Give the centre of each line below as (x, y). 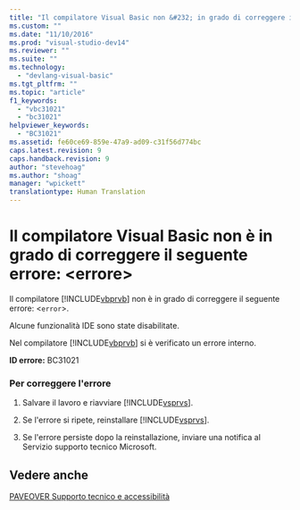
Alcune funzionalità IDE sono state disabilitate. (95, 325)
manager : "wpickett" (48, 184)
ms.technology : (37, 68)
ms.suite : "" (33, 59)
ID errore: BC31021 (44, 360)
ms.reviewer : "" (39, 51)
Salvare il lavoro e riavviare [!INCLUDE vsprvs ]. (108, 403)
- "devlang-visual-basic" (66, 76)
